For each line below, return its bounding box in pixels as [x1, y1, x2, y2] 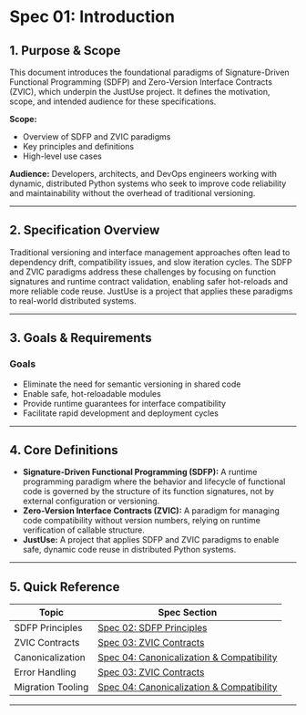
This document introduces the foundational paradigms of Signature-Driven [9, 67, 290, 78]
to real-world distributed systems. [9, 295, 137, 306]
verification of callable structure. [22, 524, 146, 535]
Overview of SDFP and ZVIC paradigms [22, 131, 171, 142]
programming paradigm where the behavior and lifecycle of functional [22, 476, 286, 487]
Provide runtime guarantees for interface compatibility [22, 398, 226, 409]
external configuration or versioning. [22, 495, 160, 507]
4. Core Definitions [9, 442, 118, 458]
